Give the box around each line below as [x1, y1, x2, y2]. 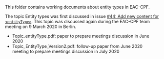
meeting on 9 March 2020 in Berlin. [5, 24, 77, 29]
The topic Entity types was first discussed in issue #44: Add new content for [5, 14, 159, 19]
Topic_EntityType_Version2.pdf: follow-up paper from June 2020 [12, 44, 143, 49]
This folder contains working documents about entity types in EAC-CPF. [5, 4, 150, 10]
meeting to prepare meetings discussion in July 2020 [12, 48, 120, 54]
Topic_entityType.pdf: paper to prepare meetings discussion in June [12, 33, 150, 39]
